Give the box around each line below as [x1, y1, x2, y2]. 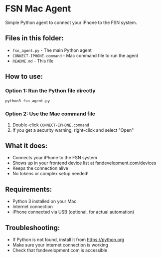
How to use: [5, 72, 43, 81]
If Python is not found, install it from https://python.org [12, 237, 125, 243]
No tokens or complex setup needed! [12, 171, 89, 177]
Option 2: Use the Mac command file [5, 110, 96, 117]
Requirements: [5, 185, 52, 194]
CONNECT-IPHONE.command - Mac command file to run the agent [12, 52, 139, 58]
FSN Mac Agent [5, 3, 71, 14]
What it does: [5, 142, 48, 150]
